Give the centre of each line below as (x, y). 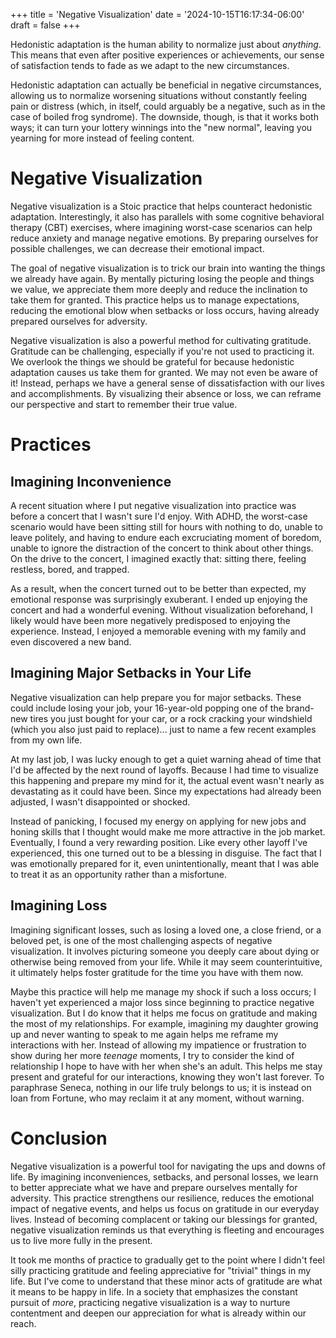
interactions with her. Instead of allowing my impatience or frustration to (158, 1045)
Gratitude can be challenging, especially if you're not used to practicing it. (162, 351)
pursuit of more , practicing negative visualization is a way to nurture (150, 1302)
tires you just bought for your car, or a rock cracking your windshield (171, 718)
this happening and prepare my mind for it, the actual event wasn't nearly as (167, 780)
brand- (300, 708)
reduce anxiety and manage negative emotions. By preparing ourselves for (164, 238)
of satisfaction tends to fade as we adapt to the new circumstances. (150, 65)
